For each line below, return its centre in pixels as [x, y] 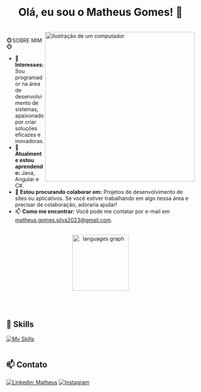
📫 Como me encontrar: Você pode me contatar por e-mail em [92, 211]
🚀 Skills [20, 325]
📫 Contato [27, 365]
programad [29, 77]
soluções [26, 128]
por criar [25, 121]
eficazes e [28, 135]
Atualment [28, 154]
